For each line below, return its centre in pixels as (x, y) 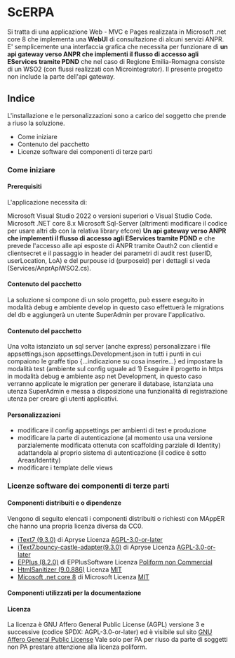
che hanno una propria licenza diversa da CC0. (75, 526)
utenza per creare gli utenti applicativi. (63, 399)
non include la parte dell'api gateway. (61, 76)
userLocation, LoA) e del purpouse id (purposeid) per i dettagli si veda (109, 260)
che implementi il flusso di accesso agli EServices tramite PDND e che (111, 238)
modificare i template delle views (65, 467)
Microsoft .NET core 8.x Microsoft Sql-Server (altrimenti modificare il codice (117, 223)
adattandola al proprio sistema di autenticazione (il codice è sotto (112, 453)
